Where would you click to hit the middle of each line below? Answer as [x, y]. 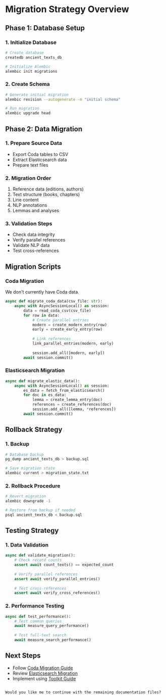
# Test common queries [38, 621]
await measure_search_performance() [53, 640]
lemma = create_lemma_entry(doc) [67, 400]
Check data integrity [34, 235]
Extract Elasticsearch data [40, 160]
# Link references [51, 339]
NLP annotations [30, 205]
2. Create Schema [28, 84]
